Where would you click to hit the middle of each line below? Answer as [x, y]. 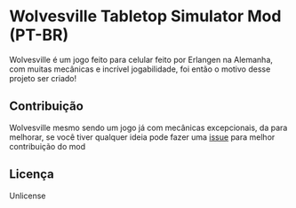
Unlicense [28, 196]
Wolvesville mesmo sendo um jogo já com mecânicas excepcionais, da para [148, 127]
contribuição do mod [48, 146]
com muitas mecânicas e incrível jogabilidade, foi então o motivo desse [140, 69]
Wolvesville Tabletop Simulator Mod [145, 16]
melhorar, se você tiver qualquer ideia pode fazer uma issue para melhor [142, 137]
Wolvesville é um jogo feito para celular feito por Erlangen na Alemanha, [141, 59]
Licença [32, 174]
